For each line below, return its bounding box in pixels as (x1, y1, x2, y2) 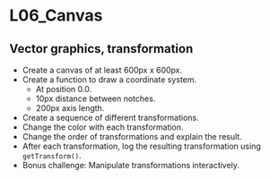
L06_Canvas (9, 5, 103, 26)
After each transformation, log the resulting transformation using (22, 141, 262, 151)
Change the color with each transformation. (22, 122, 184, 132)
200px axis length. (35, 103, 105, 113)
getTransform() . (22, 150, 83, 161)
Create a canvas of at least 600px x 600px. (22, 64, 183, 75)
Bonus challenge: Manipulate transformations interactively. (22, 160, 240, 170)
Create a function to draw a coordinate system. (22, 74, 197, 85)
